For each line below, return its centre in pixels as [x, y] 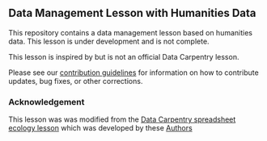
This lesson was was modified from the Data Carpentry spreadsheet [122, 119]
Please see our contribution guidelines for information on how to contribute [133, 73]
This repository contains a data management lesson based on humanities [131, 32]
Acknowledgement [47, 102]
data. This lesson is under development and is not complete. [109, 41]
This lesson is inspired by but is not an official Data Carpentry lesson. [124, 56]
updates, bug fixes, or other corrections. [76, 81]
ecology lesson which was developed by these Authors [100, 128]
